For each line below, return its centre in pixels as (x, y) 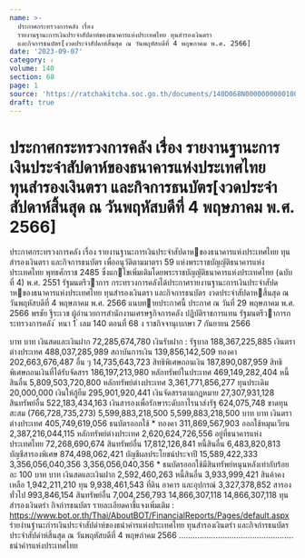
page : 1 (24, 85)
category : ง (31, 60)
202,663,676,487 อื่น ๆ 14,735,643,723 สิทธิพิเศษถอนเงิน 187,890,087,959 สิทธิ (146, 362)
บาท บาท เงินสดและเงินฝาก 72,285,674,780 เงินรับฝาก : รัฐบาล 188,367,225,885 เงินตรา (152, 342)
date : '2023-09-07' (46, 52)
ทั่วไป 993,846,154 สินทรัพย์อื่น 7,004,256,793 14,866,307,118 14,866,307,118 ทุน (149, 495)
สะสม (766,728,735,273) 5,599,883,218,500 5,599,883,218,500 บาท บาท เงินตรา (151, 414)
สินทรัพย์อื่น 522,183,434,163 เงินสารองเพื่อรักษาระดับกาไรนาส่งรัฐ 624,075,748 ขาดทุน (149, 403)
